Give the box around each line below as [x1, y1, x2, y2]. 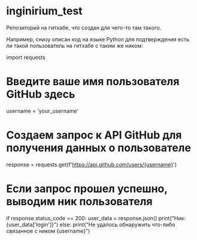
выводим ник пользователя [6, 195, 153, 208]
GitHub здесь [6, 88, 75, 101]
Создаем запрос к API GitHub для [6, 128, 182, 142]
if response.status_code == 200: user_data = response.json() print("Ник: [6, 214, 186, 221]
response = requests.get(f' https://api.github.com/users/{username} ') [6, 161, 177, 168]
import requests [6, 53, 46, 61]
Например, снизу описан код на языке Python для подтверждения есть [6, 35, 190, 43]
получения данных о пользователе [6, 141, 192, 155]
